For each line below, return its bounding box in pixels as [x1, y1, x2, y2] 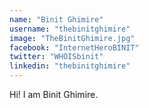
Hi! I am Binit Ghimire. [9, 89, 99, 100]
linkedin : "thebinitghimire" [9, 61, 131, 71]
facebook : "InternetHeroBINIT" [9, 42, 140, 53]
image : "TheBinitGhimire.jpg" [9, 33, 136, 43]
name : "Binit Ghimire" [9, 14, 104, 25]
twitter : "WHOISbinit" [9, 52, 104, 62]
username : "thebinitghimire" [9, 24, 131, 34]
